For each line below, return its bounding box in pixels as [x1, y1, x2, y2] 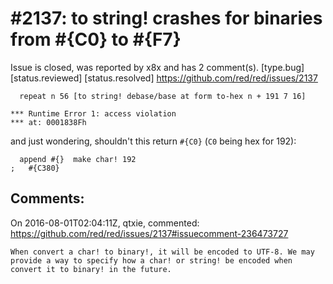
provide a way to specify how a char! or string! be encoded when [10, 255, 293, 266]
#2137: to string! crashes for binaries [10, 7, 323, 30]
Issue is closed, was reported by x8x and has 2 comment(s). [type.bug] [10, 61, 305, 73]
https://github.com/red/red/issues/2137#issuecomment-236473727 [10, 227, 289, 239]
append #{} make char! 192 [19, 154, 137, 164]
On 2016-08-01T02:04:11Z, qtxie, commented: [10, 217, 200, 229]
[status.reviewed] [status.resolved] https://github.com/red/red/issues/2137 [10, 72, 318, 84]
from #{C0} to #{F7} [10, 28, 182, 51]
